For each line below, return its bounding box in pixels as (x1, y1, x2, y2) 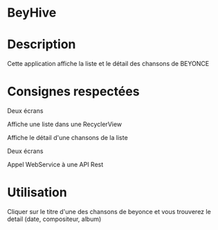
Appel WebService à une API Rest (7, 161, 104, 169)
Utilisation (7, 185, 67, 200)
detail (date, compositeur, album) (7, 215, 102, 223)
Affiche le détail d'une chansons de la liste (7, 134, 128, 142)
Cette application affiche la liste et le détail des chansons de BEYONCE (7, 60, 210, 68)
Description (7, 37, 76, 53)
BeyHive (7, 5, 57, 21)
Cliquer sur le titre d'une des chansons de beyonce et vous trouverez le (7, 208, 211, 215)
